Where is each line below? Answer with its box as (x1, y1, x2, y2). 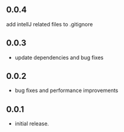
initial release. (14, 120, 49, 127)
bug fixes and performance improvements (14, 87, 119, 94)
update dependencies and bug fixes (14, 54, 104, 61)
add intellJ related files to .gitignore (6, 20, 94, 27)
